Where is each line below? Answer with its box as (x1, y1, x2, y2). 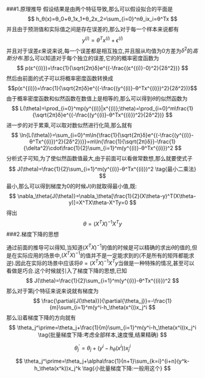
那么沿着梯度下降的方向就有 (6, 313, 76, 321)
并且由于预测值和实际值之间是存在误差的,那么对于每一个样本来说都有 (6, 26, 179, 32)
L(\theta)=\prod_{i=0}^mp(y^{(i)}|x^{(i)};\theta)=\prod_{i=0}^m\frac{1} (20, 105, 194, 112)
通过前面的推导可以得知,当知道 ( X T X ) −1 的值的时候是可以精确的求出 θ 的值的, (6, 243, 192, 251)
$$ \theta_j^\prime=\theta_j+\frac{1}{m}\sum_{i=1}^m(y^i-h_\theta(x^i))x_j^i (9, 324, 196, 331)
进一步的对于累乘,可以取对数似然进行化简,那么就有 (6, 121, 133, 129)
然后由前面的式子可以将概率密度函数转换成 (6, 75, 113, 82)
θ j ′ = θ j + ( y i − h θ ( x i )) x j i (74, 343, 131, 353)
